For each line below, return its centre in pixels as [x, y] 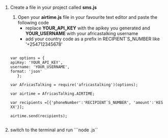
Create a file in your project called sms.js [53, 7]
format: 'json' [26, 71]
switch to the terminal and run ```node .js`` [54, 130]
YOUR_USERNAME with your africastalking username [82, 33]
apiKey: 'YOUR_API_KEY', [36, 63]
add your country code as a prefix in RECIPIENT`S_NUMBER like [93, 39]
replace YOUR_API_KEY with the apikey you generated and [88, 28]
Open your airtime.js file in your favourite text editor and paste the [88, 17]
